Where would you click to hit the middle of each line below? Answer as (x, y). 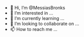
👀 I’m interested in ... (32, 13)
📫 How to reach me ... (34, 29)
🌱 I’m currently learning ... (37, 18)
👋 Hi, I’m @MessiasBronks (37, 8)
